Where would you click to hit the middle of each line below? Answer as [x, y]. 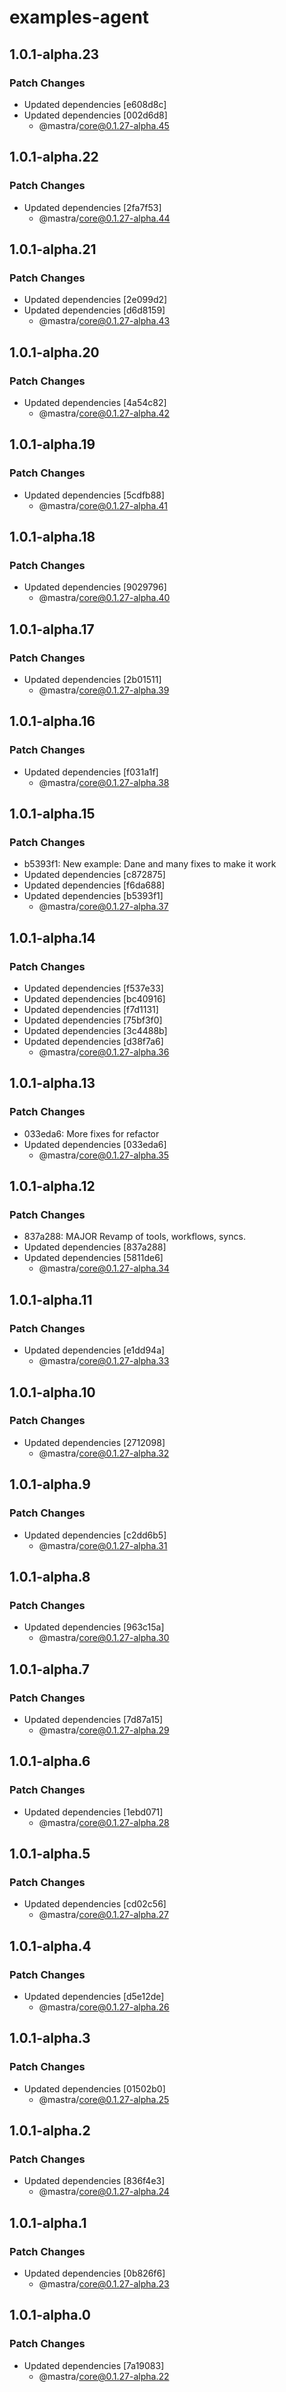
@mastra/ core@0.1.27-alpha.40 [104, 598]
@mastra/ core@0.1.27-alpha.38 [104, 782]
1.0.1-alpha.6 [50, 1761]
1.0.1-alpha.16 [52, 721]
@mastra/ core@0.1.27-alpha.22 [104, 2376]
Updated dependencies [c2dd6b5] [95, 1535]
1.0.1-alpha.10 [52, 1392]
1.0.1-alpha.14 [52, 937]
